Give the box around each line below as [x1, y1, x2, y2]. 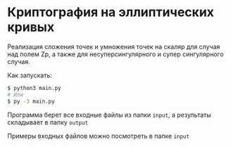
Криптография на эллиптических [7, 4, 215, 20]
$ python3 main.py [7, 84, 61, 91]
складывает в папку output [7, 117, 89, 127]
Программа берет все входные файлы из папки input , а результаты [7, 110, 211, 119]
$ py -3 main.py [7, 98, 55, 105]
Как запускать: [7, 71, 53, 79]
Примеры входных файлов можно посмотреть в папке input [7, 132, 190, 140]
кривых [7, 19, 55, 35]
